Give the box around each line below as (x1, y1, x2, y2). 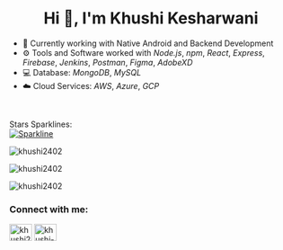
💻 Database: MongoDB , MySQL (22, 67, 142, 77)
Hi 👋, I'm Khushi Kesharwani (43, 8, 259, 29)
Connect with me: (9, 202, 89, 215)
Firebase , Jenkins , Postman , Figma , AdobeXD (22, 57, 193, 67)
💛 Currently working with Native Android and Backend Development (22, 38, 274, 49)
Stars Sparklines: (9, 119, 73, 129)
